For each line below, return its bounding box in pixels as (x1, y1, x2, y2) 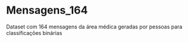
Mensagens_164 (6, 4, 88, 17)
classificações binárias (6, 29, 62, 36)
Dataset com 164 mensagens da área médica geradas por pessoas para (6, 23, 183, 30)
